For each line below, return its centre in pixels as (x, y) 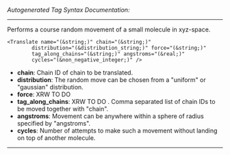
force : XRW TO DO (43, 94)
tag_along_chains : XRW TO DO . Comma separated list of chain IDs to (116, 101)
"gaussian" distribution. (50, 87)
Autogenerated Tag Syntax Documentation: (68, 10)
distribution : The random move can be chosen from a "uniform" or (112, 80)
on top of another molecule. (56, 138)
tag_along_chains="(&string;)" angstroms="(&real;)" (108, 54)
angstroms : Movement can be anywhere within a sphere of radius (110, 116)
